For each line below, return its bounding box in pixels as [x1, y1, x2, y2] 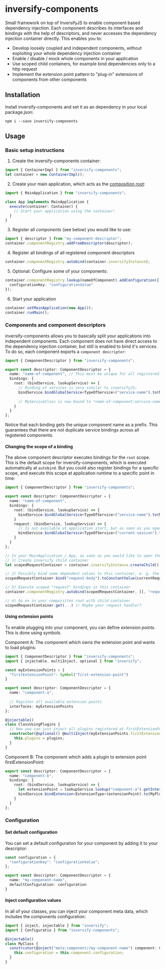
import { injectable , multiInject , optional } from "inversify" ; [5, 658, 141, 664]
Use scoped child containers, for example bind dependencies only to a [12, 61, 156, 67]
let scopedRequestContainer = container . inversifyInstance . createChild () [5, 562, 160, 568]
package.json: [5, 109, 34, 115]
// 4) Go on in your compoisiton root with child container [5, 598, 131, 603]
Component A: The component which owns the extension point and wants [5, 639, 155, 645]
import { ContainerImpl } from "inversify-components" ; [5, 168, 122, 173]
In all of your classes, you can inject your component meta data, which [5, 908, 148, 914]
